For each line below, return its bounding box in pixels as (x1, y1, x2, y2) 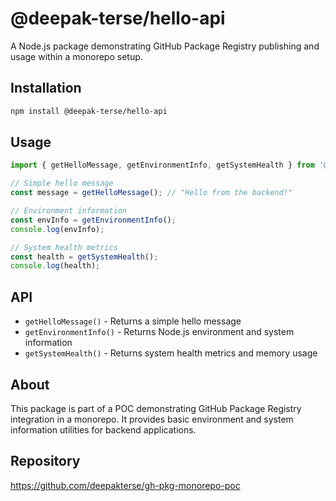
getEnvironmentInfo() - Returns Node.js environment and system (24, 326, 295, 338)
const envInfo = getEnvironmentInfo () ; (10, 215, 177, 225)
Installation (10, 80, 82, 97)
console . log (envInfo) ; (10, 224, 105, 234)
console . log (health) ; (10, 261, 101, 271)
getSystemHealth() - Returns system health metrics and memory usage (24, 347, 318, 359)
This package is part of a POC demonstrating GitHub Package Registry (10, 402, 302, 414)
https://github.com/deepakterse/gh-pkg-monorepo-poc (10, 479, 241, 491)
